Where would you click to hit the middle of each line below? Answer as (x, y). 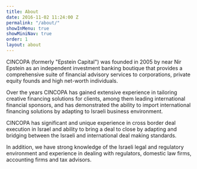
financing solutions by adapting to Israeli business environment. (84, 111)
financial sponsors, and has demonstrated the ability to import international (98, 105)
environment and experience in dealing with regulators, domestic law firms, (99, 153)
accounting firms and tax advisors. (49, 159)
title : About (22, 12)
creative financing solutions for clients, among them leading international (96, 98)
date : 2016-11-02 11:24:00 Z (42, 17)
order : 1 (17, 39)
